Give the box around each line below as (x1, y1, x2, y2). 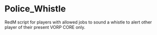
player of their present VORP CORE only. (4, 24, 86, 30)
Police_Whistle (4, 3, 66, 14)
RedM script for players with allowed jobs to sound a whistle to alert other (4, 19, 152, 25)
